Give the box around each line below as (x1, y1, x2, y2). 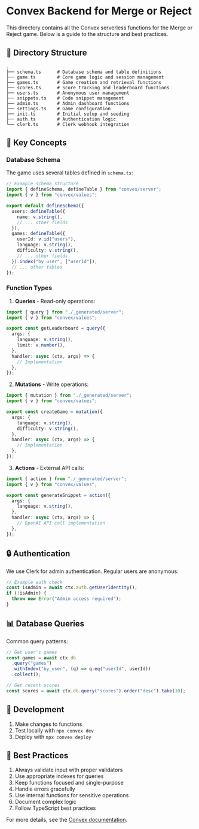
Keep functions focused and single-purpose (14, 779, 124, 786)
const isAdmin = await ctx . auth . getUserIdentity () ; (6, 584, 137, 591)
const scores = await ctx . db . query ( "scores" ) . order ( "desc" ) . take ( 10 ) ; (6, 688, 186, 694)
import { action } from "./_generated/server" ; (6, 475, 127, 482)
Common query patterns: (6, 637, 68, 645)
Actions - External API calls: (14, 464, 85, 471)
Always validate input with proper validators (14, 766, 123, 774)
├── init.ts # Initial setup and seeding (6, 111, 130, 117)
